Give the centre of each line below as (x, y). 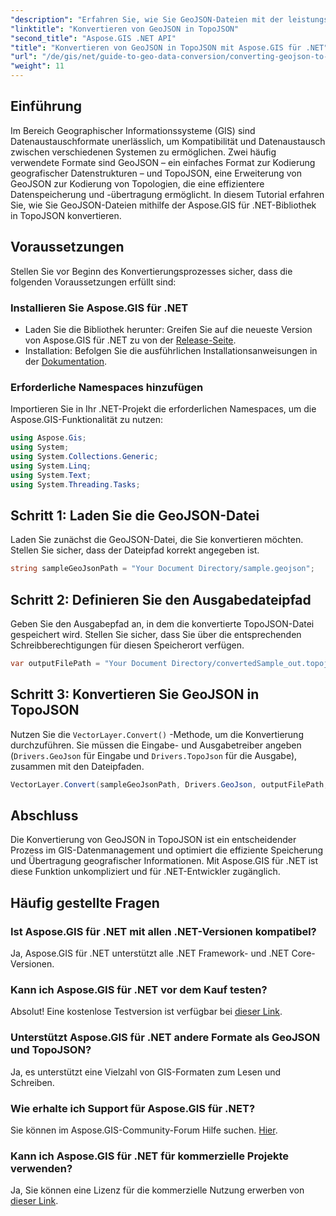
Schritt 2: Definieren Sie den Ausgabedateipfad (161, 599)
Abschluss (44, 815)
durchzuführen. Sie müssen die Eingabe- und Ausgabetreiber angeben (156, 745)
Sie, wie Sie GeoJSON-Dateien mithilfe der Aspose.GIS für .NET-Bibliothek (163, 205)
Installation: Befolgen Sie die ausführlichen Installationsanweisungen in (171, 350)
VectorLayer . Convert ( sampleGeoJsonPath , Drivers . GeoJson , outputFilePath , (169, 784)
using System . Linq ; (51, 466)
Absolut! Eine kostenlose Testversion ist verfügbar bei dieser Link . (146, 1012)
